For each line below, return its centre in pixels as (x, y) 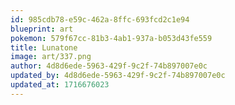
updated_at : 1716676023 (60, 85)
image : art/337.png (51, 57)
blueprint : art (42, 29)
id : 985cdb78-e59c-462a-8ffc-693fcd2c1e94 (100, 19)
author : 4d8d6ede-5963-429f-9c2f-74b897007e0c (109, 66)
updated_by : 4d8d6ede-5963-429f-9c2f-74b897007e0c (118, 76)
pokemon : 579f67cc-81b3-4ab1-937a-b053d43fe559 (111, 38)
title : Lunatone (44, 47)
